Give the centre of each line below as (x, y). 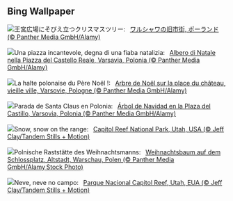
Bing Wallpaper (41, 11)
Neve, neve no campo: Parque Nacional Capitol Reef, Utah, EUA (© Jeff (118, 182)
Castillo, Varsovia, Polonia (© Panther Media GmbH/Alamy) (91, 113)
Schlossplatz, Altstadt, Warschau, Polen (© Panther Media (91, 159)
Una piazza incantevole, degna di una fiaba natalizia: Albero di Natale (115, 52)
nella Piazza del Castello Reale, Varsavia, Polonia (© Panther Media (104, 60)
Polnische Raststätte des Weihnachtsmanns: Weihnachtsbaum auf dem (118, 152)
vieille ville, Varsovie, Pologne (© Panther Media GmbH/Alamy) (97, 90)
